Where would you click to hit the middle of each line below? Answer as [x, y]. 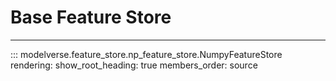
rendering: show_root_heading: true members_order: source [134, 65]
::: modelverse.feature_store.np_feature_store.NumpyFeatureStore [146, 54]
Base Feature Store [91, 17]
